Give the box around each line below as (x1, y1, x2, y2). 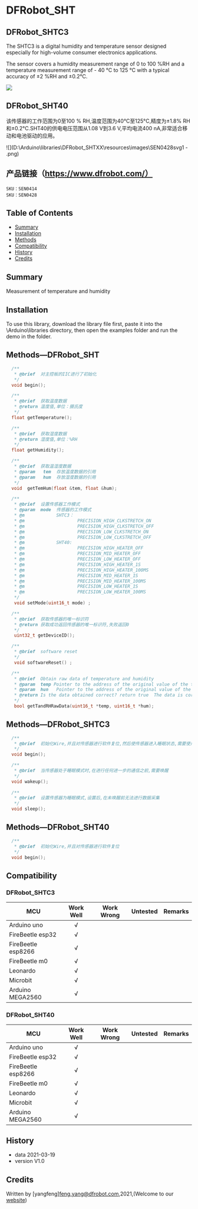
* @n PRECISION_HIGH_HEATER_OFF (14, 545, 144, 551)
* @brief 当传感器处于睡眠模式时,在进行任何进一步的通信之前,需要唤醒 (14, 767, 169, 774)
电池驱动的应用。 (16, 132, 58, 139)
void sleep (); (11, 806, 46, 812)
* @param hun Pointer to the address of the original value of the (14, 687, 192, 693)
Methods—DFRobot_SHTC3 (6, 720, 110, 730)
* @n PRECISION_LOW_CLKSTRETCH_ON (14, 529, 149, 535)
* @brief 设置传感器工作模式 (14, 502, 81, 508)
